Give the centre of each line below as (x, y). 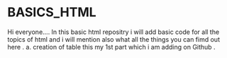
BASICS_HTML (52, 12)
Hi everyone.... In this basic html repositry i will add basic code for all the (113, 32)
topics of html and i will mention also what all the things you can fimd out (113, 39)
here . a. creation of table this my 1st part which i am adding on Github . (111, 47)
